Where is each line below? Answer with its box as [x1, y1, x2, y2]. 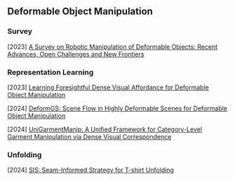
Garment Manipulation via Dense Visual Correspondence [7, 132, 172, 140]
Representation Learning [7, 67, 94, 77]
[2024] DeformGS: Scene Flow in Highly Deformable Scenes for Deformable [7, 104, 228, 113]
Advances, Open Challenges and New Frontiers [7, 50, 145, 58]
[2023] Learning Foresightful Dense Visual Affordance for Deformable [7, 83, 209, 92]
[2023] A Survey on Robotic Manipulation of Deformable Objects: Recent [7, 42, 218, 51]
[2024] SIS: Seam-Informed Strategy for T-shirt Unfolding [7, 166, 174, 174]
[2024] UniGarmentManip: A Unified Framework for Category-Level [7, 125, 202, 133]
